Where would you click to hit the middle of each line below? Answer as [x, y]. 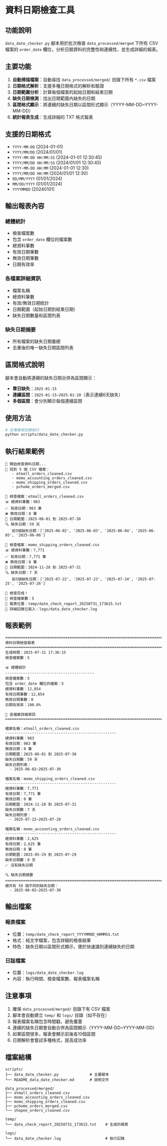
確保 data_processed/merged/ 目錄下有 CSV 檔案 [61, 1009]
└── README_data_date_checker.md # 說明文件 [57, 1080]
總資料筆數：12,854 [23, 689]
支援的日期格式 [28, 135]
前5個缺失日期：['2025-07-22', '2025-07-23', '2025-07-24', [73, 579]
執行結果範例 [25, 451]
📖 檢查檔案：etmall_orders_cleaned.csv [44, 497]
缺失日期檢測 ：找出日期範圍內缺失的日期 [54, 98]
